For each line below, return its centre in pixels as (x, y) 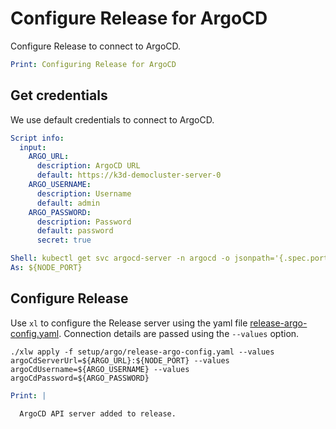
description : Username (84, 193)
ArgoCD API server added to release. (98, 414)
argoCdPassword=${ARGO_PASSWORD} (80, 378)
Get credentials (59, 95)
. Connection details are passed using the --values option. (179, 333)
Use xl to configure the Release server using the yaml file (129, 323)
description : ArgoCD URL (88, 166)
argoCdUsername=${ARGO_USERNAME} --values (100, 369)
